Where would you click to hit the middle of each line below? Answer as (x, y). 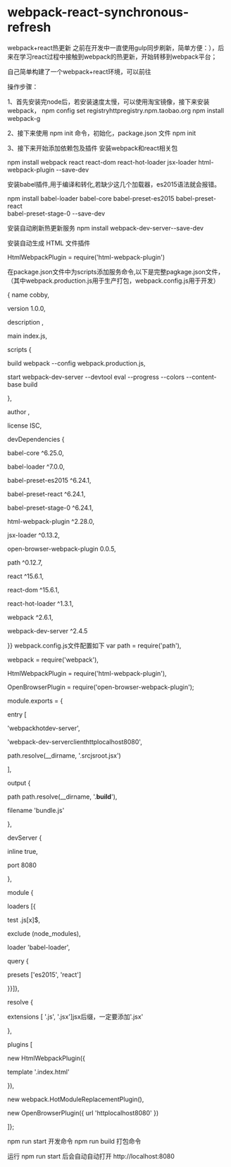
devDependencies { (36, 439)
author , (19, 411)
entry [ (17, 714)
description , (26, 322)
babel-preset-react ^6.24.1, (46, 494)
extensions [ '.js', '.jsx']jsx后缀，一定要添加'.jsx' (75, 1016)
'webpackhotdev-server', (44, 728)
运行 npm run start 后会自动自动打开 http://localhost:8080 (91, 1156)
